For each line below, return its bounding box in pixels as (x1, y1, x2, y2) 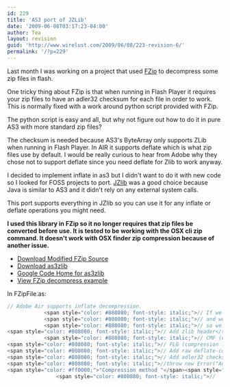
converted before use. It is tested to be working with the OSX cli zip (7, 227, 203, 235)
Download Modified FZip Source (16, 254, 109, 262)
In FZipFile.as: (7, 289, 47, 298)
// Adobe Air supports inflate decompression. (7, 303, 142, 310)
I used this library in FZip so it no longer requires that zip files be (7, 219, 194, 227)
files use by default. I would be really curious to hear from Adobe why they (7, 150, 218, 158)
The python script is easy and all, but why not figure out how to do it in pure (7, 115, 221, 123)
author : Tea (7, 29, 41, 36)
